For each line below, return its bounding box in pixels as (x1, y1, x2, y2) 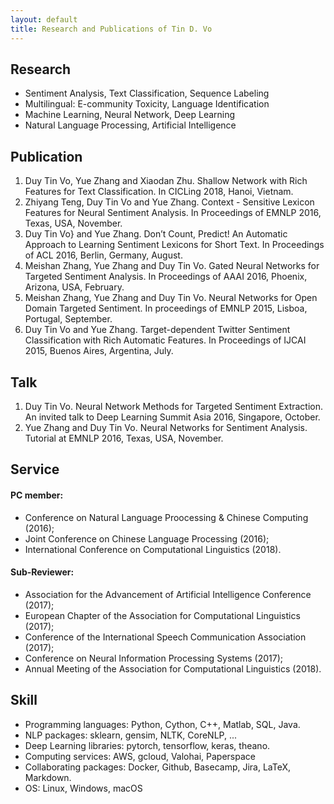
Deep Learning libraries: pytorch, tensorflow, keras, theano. (24, 739, 271, 751)
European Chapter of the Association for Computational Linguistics (24, 609, 301, 621)
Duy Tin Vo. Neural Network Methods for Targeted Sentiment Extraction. (24, 400, 324, 412)
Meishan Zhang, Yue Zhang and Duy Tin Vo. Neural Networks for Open (24, 292, 318, 304)
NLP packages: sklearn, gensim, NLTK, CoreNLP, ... (24, 729, 238, 741)
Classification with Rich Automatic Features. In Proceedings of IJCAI (24, 334, 307, 346)
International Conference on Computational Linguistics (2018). (24, 543, 282, 555)
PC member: (10, 489, 64, 501)
